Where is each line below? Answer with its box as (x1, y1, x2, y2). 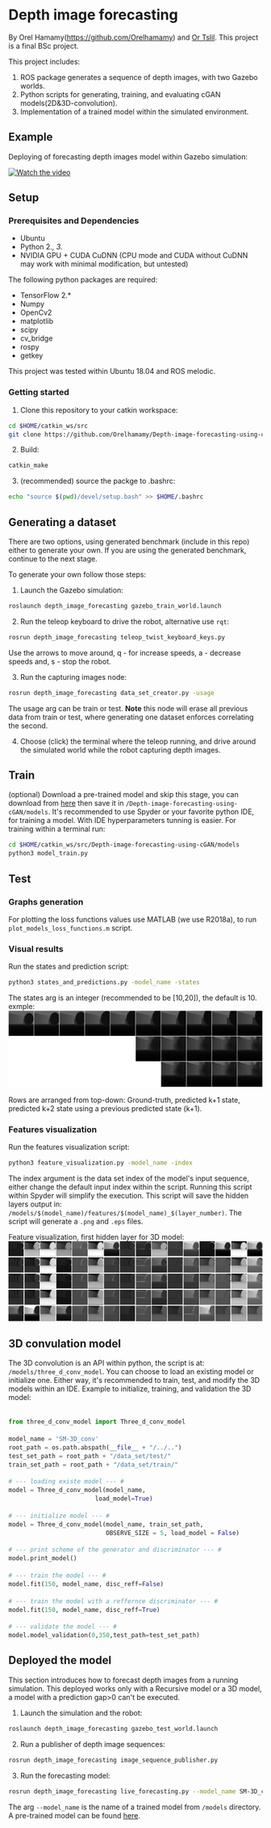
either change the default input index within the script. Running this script (8, 1182, 252, 1192)
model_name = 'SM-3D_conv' (8, 1435, 99, 1444)
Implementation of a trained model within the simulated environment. (19, 107, 249, 117)
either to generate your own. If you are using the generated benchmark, (8, 545, 247, 555)
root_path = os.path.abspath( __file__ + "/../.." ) (8, 1443, 182, 1452)
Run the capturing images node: (19, 672, 127, 681)
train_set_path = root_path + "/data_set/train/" (8, 1461, 179, 1469)
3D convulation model (8, 1337, 121, 1351)
